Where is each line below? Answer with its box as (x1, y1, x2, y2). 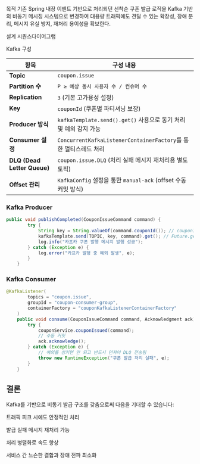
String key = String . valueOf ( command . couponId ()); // (37, 228, 174, 234)
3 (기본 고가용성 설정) (57, 94, 114, 101)
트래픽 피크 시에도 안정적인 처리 (6, 413, 80, 421)
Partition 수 (9, 82, 42, 91)
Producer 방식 (9, 120, 49, 128)
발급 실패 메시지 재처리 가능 (6, 426, 70, 434)
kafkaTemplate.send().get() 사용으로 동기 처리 (57, 116, 186, 124)
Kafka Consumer (6, 275, 57, 284)
